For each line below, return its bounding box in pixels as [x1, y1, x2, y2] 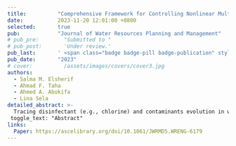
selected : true [7, 23, 71, 30]
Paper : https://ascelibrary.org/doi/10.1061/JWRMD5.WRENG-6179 [13, 128, 202, 135]
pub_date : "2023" [7, 56, 77, 63]
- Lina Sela [13, 95, 49, 102]
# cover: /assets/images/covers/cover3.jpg [7, 62, 165, 69]
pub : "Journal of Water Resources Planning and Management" [7, 29, 221, 37]
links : [7, 121, 27, 128]
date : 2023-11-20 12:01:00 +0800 [7, 17, 137, 24]
